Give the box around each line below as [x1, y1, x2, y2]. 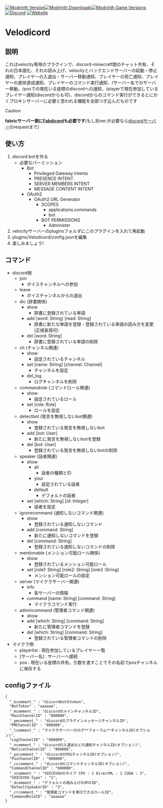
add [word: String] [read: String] [26, 315, 92, 321]
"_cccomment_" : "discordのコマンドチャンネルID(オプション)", [9, 762, 130, 766]
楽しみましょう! [12, 240, 44, 246]
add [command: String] [26, 527, 74, 532]
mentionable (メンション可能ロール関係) [19, 550, 101, 555]
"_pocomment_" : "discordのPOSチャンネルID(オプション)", [9, 752, 122, 757]
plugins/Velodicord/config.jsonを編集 [12, 234, 87, 240]
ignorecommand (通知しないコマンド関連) [19, 510, 104, 515]
